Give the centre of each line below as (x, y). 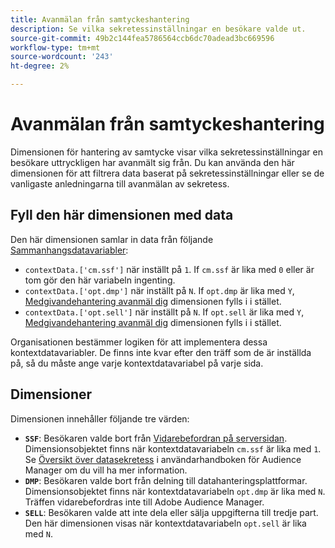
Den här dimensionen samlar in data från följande (112, 239)
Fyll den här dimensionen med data (122, 215)
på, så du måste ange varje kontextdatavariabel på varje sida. (137, 363)
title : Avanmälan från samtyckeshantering (100, 19)
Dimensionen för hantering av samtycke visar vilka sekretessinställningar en (166, 152)
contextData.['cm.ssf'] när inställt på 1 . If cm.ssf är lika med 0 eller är (169, 269)
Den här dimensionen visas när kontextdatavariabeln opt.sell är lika (165, 523)
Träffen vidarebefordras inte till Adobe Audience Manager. (144, 502)
